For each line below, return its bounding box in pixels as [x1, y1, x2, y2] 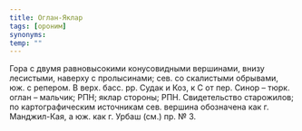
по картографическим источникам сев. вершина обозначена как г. [9, 101, 269, 113]
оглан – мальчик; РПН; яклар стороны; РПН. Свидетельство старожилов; [9, 92, 295, 103]
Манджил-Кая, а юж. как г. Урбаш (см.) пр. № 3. [9, 111, 197, 122]
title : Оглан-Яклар [9, 13, 83, 23]
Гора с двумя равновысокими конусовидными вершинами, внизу [9, 63, 265, 74]
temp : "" [9, 38, 43, 48]
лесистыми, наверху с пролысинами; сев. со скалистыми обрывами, [9, 73, 279, 84]
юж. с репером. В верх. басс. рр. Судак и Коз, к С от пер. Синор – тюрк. [9, 82, 290, 93]
